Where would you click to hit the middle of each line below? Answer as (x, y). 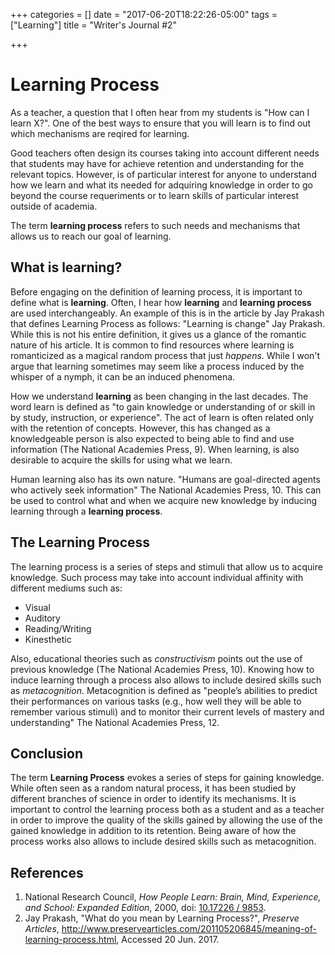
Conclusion (47, 753)
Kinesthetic (48, 639)
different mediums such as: (66, 588)
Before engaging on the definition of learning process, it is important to (156, 291)
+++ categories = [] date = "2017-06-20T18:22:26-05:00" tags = (144, 14)
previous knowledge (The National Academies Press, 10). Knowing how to (162, 669)
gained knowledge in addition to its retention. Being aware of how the (153, 831)
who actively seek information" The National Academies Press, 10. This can (166, 490)
